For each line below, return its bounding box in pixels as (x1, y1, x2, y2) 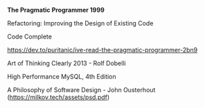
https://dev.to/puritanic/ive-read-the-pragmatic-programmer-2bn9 (7, 46, 198, 54)
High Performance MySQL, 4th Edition (7, 72, 116, 80)
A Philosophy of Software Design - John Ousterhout (7, 86, 156, 94)
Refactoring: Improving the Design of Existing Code (7, 19, 154, 27)
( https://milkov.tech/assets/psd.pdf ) (7, 93, 110, 101)
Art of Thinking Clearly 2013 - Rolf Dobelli (7, 59, 126, 67)
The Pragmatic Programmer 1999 (7, 6, 105, 14)
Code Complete (7, 32, 52, 41)
